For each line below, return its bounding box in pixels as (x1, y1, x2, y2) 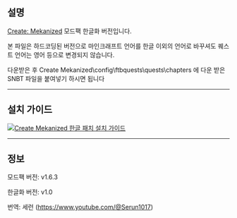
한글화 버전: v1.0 (7, 188, 53, 196)
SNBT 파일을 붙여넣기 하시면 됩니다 (7, 74, 105, 83)
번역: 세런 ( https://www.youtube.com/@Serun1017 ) (7, 203, 154, 212)
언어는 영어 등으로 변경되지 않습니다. (14, 50, 115, 59)
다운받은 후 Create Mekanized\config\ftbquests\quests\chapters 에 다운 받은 (7, 66, 226, 74)
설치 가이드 (7, 104, 53, 116)
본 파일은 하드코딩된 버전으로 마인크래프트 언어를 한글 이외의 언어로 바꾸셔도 (7, 42, 217, 50)
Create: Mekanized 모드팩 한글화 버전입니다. (7, 27, 132, 35)
